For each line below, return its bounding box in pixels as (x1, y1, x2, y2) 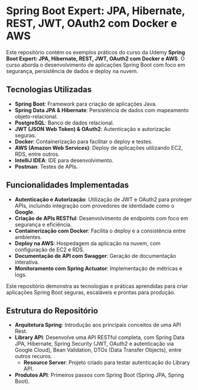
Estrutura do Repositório (6, 306, 99, 316)
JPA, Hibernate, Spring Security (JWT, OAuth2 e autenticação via (14, 340, 174, 348)
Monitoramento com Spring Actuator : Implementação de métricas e (14, 264, 183, 272)
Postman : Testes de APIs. (14, 163, 78, 170)
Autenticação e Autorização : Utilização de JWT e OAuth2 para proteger (14, 196, 192, 203)
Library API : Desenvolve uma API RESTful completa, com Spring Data (14, 334, 185, 341)
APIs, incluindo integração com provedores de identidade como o (14, 202, 174, 209)
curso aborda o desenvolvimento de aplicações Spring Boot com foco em (6, 61, 186, 68)
